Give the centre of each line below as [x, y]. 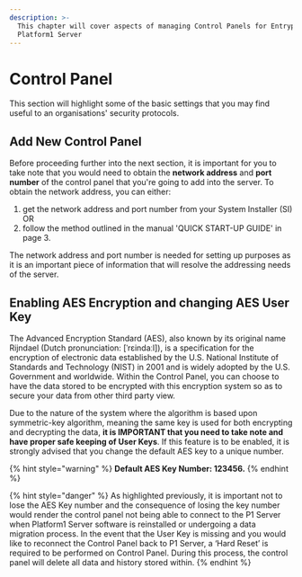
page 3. [36, 238]
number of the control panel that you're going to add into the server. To [142, 182]
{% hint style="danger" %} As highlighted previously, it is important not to [146, 495]
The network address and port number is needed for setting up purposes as [150, 255]
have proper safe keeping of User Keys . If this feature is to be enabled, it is [150, 441]
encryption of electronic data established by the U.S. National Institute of [144, 357]
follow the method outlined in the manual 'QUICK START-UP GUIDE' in [152, 228]
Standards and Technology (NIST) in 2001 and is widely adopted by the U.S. [150, 367]
